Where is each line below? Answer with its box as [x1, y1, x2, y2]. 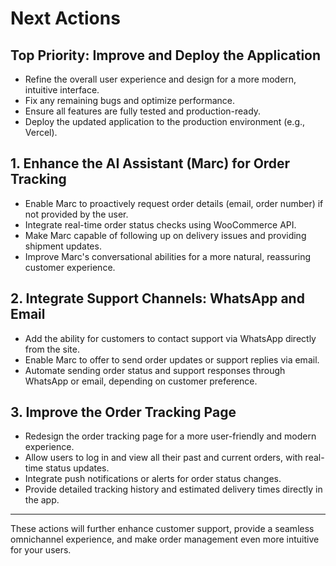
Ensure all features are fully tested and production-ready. [24, 105, 262, 117]
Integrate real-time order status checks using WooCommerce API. [24, 218, 297, 231]
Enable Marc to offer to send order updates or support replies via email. [24, 353, 320, 366]
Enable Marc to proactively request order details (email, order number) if [24, 197, 324, 209]
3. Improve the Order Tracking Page [10, 404, 237, 421]
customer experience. [24, 261, 116, 273]
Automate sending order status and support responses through [24, 364, 286, 376]
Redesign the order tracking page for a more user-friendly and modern [24, 430, 317, 442]
